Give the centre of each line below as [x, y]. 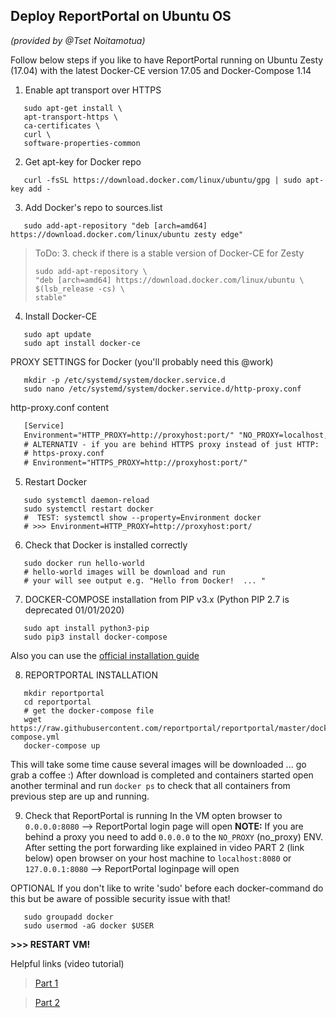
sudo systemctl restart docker [89, 509]
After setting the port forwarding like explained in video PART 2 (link [164, 848]
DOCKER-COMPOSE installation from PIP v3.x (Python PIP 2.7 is [157, 600]
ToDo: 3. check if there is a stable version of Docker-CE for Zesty [169, 253]
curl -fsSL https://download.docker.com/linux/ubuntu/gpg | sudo [162, 180]
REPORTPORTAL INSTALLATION [91, 675]
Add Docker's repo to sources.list [93, 207]
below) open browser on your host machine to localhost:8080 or [158, 858]
